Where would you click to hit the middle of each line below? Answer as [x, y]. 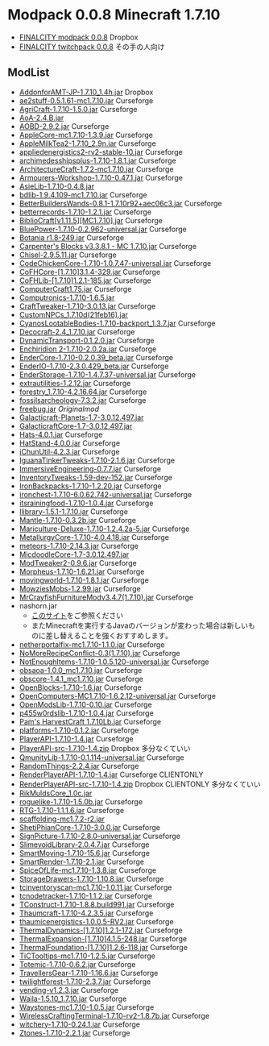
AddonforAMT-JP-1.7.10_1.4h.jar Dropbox [86, 92]
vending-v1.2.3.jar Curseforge [68, 990]
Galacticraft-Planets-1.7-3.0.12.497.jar [81, 417]
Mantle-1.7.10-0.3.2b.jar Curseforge [78, 520]
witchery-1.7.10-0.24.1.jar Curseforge [79, 1024]
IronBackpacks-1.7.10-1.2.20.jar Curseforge [90, 486]
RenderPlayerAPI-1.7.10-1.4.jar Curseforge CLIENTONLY [111, 774]
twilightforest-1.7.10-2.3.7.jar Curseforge [85, 982]
